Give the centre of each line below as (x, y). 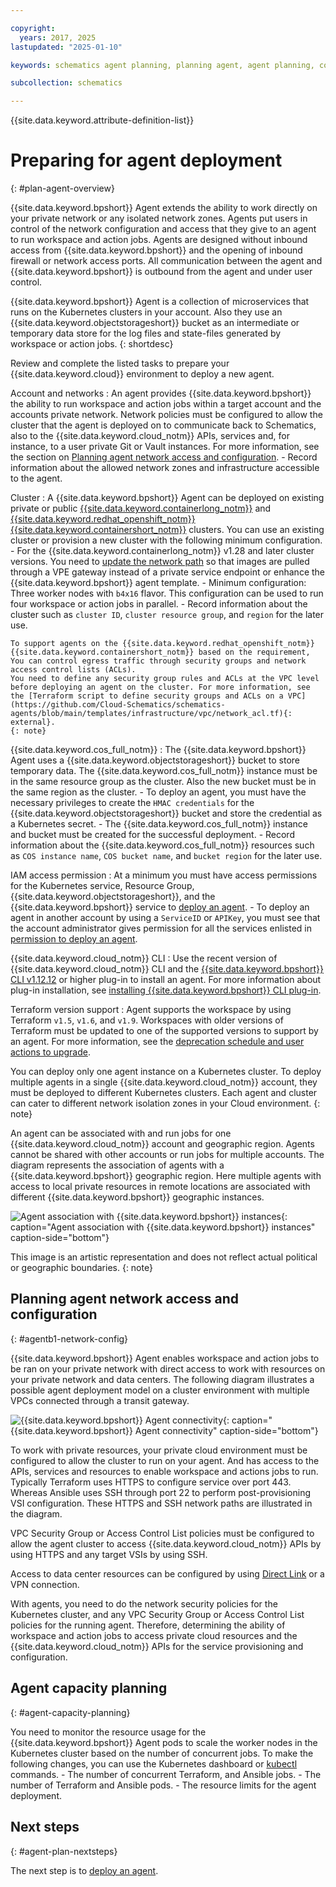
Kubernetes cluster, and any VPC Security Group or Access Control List (157, 1614)
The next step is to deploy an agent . (84, 1870)
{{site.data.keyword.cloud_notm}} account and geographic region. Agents (162, 1144)
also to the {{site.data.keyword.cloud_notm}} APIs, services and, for (150, 436)
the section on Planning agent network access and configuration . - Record (164, 457)
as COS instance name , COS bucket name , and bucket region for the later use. (166, 856)
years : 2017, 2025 (58, 37)
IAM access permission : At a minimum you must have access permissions (164, 875)
